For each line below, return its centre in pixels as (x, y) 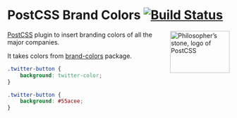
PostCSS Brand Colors (74, 15)
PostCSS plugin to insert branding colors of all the (80, 35)
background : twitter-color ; (61, 75)
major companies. (34, 42)
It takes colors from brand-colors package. (70, 56)
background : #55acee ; (51, 101)
